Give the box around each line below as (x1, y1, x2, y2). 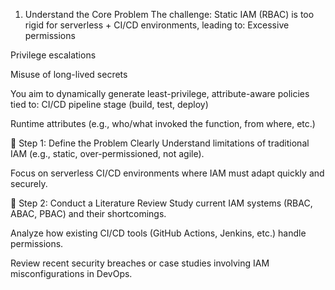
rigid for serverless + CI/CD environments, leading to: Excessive (24, 19, 290, 31)
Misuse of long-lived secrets (10, 69, 128, 80)
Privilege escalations (10, 49, 97, 61)
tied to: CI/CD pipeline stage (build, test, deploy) (10, 99, 209, 110)
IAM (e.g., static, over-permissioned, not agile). (10, 148, 205, 159)
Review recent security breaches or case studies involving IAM (10, 257, 270, 269)
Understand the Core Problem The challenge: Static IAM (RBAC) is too (24, 9, 315, 20)
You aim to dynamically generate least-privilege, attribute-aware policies (10, 88, 310, 99)
